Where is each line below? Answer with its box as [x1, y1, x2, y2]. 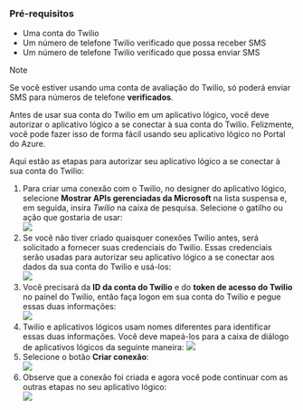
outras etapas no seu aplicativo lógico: [22, 382, 167, 393]
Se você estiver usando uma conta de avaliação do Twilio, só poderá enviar [9, 83, 291, 93]
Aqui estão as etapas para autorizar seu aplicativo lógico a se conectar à [9, 156, 280, 167]
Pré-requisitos [9, 7, 74, 20]
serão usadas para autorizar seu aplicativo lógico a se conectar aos [22, 252, 275, 263]
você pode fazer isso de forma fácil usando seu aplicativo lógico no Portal [9, 129, 286, 140]
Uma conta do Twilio [22, 28, 99, 39]
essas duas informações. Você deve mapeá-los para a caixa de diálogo [22, 331, 289, 342]
